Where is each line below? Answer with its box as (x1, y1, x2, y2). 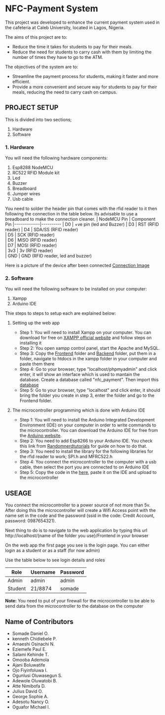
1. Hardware (5, 144, 34, 151)
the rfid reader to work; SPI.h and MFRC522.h (19, 454, 113, 460)
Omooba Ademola (12, 657, 49, 663)
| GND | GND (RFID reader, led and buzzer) (5, 253, 92, 259)
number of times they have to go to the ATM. (12, 54, 103, 60)
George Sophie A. (12, 693, 48, 699)
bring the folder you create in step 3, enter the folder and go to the (19, 392, 155, 398)
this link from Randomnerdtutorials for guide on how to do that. (19, 443, 148, 449)
